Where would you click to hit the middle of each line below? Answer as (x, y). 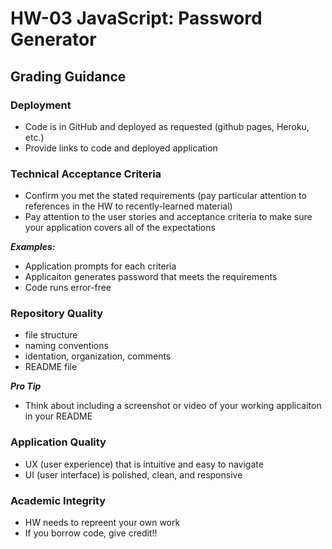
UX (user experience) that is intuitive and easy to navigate (144, 464)
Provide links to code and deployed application (121, 148)
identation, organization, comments (98, 356)
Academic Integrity (58, 500)
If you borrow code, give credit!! (91, 533)
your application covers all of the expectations (120, 228)
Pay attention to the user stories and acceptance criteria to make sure (168, 217)
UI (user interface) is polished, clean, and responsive (133, 474)
